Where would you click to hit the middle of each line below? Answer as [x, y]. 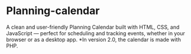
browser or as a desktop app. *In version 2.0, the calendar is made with [94, 39]
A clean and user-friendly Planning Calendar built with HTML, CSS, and [93, 27]
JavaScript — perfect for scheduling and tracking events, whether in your [96, 33]
